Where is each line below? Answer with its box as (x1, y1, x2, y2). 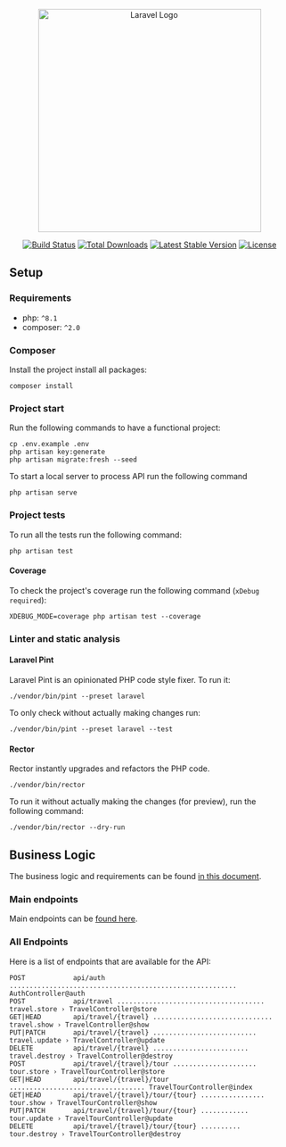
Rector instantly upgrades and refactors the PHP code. (9, 763, 210, 774)
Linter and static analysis (9, 632, 120, 644)
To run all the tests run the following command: (9, 529, 183, 540)
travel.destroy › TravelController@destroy (9, 1051, 174, 1060)
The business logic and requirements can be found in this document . (9, 870, 262, 881)
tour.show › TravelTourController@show (9, 1098, 158, 1107)
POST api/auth (9, 973, 105, 982)
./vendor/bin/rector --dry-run (9, 823, 126, 832)
